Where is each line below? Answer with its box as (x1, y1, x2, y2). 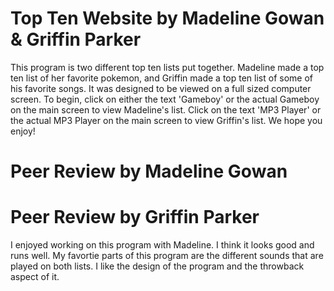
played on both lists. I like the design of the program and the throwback (10, 260, 305, 272)
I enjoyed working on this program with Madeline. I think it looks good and (10, 239, 315, 251)
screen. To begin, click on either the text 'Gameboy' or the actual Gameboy (10, 93, 320, 105)
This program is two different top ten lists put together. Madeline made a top (10, 61, 325, 73)
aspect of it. (10, 271, 60, 283)
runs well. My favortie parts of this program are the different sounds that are (10, 250, 324, 262)
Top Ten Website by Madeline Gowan (10, 7, 325, 30)
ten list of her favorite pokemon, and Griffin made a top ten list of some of (10, 72, 313, 84)
